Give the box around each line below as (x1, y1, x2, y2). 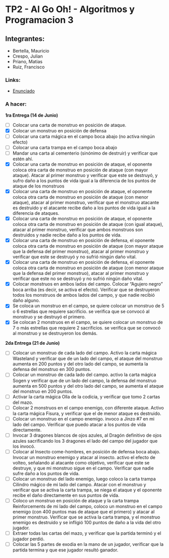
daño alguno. (12, 297, 40, 304)
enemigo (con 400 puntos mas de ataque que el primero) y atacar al (12, 508, 155, 515)
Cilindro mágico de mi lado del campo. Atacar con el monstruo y (12, 481, 146, 487)
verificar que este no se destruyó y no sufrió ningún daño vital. (12, 275, 144, 282)
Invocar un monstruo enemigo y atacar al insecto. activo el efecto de (12, 454, 155, 460)
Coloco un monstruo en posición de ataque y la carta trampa (12, 497, 139, 503)
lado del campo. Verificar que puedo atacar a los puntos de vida (12, 421, 146, 428)
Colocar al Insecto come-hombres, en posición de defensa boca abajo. (12, 448, 160, 454)
